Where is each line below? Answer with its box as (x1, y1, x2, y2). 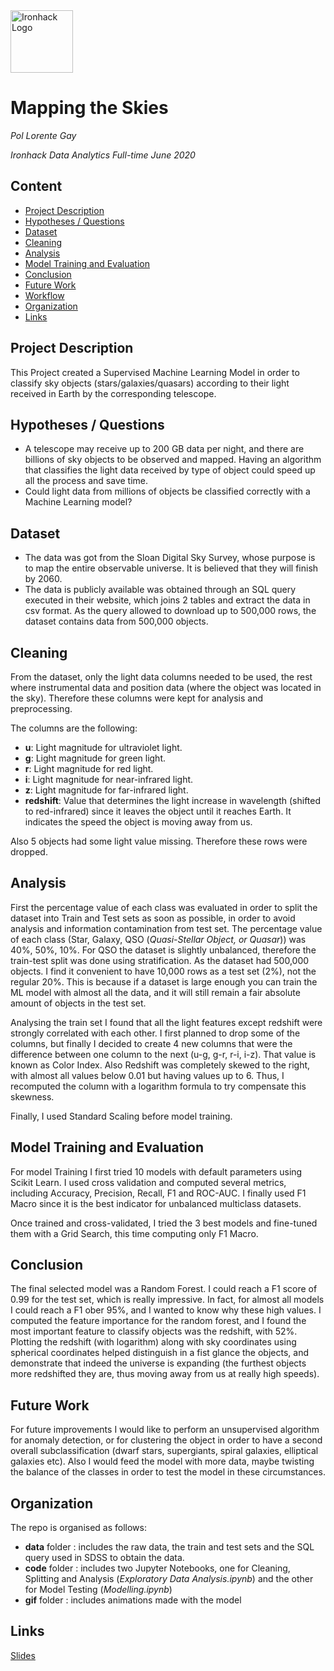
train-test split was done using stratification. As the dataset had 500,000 (10, 954, 310, 966)
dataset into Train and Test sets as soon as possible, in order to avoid (10, 912, 296, 924)
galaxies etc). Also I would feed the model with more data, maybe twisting (10, 1455, 315, 1468)
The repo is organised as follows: (10, 1522, 147, 1534)
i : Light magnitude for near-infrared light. (24, 774, 194, 785)
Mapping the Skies (10, 97, 169, 119)
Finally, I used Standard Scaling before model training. (10, 1110, 233, 1122)
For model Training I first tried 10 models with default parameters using (10, 1165, 303, 1178)
